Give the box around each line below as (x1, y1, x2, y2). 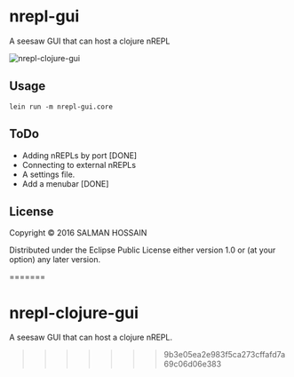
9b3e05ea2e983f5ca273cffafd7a (163, 349, 286, 360)
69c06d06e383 (163, 358, 222, 370)
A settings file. (21, 169, 75, 180)
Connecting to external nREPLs (21, 159, 136, 170)
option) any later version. (9, 254, 100, 265)
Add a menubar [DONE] (21, 178, 109, 188)
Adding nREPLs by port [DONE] (21, 149, 138, 161)
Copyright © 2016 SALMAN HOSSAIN (9, 228, 147, 238)
